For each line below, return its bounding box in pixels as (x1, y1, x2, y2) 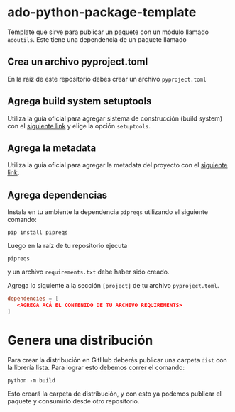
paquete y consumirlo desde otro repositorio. (7, 396, 140, 405)
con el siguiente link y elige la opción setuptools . (7, 121, 151, 130)
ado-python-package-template (7, 4, 197, 21)
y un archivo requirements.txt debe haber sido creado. (7, 267, 170, 277)
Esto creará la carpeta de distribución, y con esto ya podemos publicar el (7, 389, 222, 398)
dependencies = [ (7, 295, 59, 302)
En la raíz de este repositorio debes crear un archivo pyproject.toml (7, 74, 207, 83)
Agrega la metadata (7, 142, 97, 154)
